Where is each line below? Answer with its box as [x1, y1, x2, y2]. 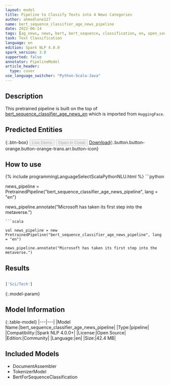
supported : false [5, 54, 42, 60]
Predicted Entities [5, 125, 63, 134]
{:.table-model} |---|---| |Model [5, 319, 71, 325]
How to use [5, 160, 41, 168]
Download [89, 139, 110, 145]
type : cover [10, 69, 35, 74]
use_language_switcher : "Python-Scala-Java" [5, 73, 101, 78]
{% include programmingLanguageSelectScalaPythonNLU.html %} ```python [5, 174, 164, 180]
